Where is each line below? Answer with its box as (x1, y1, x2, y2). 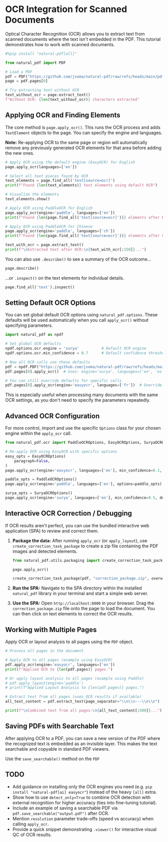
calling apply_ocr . (12, 821, 49, 827)
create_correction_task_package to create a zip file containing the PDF (12, 543, 158, 549)
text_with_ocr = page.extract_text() (5, 243, 84, 248)
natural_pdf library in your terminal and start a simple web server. (12, 590, 148, 596)
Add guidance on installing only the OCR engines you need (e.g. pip (12, 783, 152, 789)
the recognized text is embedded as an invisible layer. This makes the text (5, 741, 157, 747)
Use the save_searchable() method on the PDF (5, 756, 100, 762)
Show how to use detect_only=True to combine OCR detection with (12, 794, 151, 800)
